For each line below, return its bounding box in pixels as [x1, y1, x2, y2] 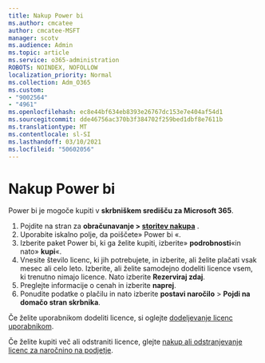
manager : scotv [8, 34, 59, 42]
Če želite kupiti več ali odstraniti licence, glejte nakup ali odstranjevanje [8, 337, 243, 347]
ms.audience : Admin [8, 41, 73, 49]
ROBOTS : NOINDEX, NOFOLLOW [8, 64, 98, 72]
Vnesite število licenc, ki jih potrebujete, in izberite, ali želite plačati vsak [19, 255, 257, 265]
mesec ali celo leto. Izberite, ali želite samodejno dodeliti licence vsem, [19, 264, 253, 274]
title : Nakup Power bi [8, 11, 84, 20]
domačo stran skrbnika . [19, 298, 101, 307]
